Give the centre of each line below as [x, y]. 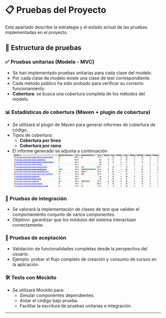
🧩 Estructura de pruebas [43, 48]
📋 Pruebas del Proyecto [56, 10]
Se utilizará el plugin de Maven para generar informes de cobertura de [84, 124]
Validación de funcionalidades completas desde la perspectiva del [80, 248]
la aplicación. [26, 264]
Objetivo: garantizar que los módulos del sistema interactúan [74, 220]
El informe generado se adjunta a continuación [60, 151]
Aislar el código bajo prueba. [49, 300]
